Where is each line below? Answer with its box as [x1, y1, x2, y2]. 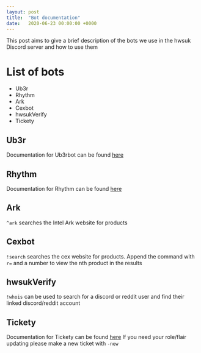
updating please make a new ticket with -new [6, 340, 119, 348]
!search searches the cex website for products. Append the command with [6, 252, 196, 260]
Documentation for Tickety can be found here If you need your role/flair [6, 333, 187, 341]
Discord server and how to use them [6, 43, 98, 51]
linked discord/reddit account [6, 299, 81, 307]
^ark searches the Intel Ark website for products [6, 219, 128, 226]
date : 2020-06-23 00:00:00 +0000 [6, 20, 97, 26]
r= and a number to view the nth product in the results [6, 259, 142, 266]
